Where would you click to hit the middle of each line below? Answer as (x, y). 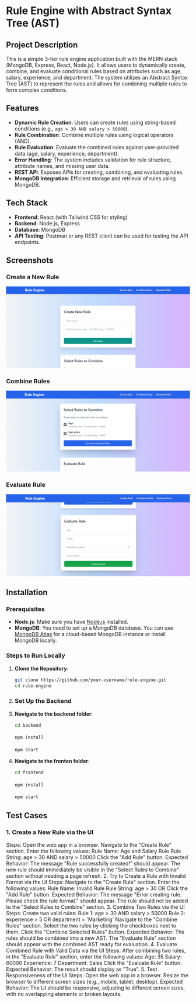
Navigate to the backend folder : (54, 714)
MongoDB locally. (36, 640)
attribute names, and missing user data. (62, 166)
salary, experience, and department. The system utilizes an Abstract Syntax (97, 78)
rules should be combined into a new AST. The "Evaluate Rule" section (91, 938)
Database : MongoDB (40, 229)
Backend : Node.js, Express (47, 223)
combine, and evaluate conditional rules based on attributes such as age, (94, 71)
